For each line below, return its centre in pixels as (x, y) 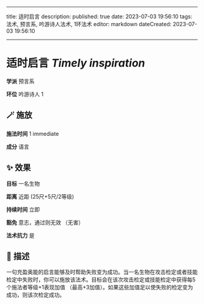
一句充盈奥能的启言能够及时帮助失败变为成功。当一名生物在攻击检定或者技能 (102, 272)
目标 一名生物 (23, 183)
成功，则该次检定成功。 (36, 295)
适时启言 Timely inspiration (76, 63)
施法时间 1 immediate (33, 133)
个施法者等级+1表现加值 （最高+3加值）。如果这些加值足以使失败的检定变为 (100, 288)
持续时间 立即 (23, 209)
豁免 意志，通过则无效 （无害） (45, 222)
